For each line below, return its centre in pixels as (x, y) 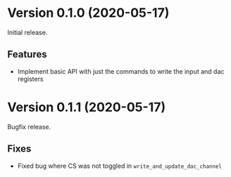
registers (30, 79)
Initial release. (27, 32)
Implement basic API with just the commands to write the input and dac (121, 71)
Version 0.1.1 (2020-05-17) (87, 107)
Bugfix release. (29, 126)
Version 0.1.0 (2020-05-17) (88, 13)
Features (27, 54)
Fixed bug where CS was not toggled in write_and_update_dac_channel (119, 166)
